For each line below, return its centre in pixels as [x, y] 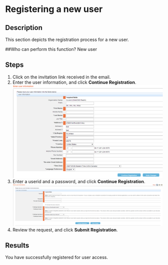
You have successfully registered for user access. [57, 258]
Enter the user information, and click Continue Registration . [74, 82]
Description [24, 28]
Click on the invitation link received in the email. [61, 77]
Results [17, 246]
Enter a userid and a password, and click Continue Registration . [79, 181]
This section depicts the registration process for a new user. [67, 39]
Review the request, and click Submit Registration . [65, 230]
